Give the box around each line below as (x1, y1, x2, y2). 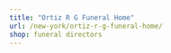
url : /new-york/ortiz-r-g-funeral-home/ (9, 22, 164, 31)
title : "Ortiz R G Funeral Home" (9, 13, 135, 22)
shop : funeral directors (9, 30, 103, 39)
